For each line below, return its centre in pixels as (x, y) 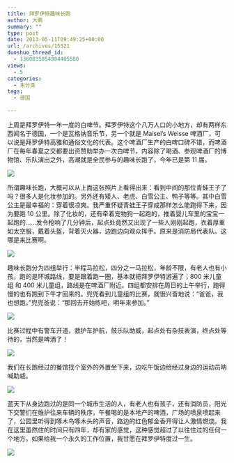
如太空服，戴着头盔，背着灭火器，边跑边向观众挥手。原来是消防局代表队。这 (117, 231)
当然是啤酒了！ (47, 339)
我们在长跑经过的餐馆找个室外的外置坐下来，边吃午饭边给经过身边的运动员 (114, 367)
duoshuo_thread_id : (36, 53)
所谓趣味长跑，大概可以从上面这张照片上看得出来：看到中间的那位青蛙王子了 (117, 188)
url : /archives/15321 (39, 46)
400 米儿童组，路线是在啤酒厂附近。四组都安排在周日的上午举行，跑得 (124, 285)
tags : (15, 91)
